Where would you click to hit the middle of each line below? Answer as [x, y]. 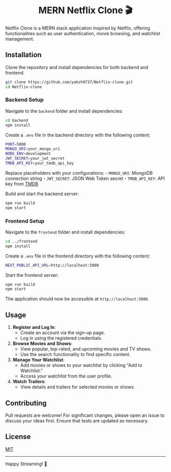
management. [20, 39]
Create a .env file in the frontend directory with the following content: [78, 256]
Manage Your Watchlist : [38, 360]
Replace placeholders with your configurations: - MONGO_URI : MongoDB [79, 173]
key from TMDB [22, 184]
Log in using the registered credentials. [61, 338]
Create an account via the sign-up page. [63, 333]
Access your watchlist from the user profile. [66, 376]
